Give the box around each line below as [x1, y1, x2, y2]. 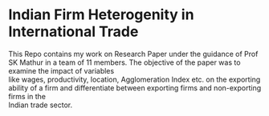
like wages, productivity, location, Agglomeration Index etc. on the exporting [8, 74, 261, 84]
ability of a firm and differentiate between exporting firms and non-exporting [8, 82, 262, 93]
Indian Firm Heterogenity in [8, 6, 194, 24]
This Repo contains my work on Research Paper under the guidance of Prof [8, 49, 259, 58]
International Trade [8, 22, 139, 41]
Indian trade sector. [8, 100, 73, 110]
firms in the [8, 91, 47, 101]
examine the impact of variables [8, 66, 115, 75]
